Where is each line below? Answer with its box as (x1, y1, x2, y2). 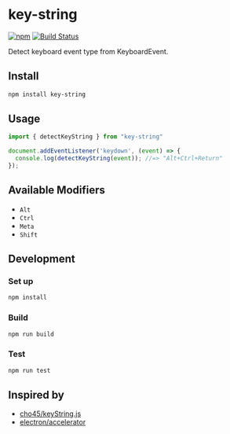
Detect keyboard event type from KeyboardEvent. (8, 46, 169, 56)
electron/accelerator (19, 417, 86, 427)
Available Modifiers (8, 183, 106, 197)
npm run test (8, 366, 51, 374)
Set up (8, 276, 34, 287)
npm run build (8, 330, 55, 338)
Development (8, 252, 76, 266)
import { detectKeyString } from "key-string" (8, 133, 163, 141)
